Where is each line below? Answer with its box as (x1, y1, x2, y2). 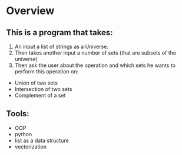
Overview (6, 4, 55, 18)
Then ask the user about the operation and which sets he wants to (14, 62, 176, 69)
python (14, 130, 32, 137)
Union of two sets (14, 79, 58, 86)
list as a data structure (14, 137, 69, 144)
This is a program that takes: (6, 28, 113, 38)
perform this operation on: (14, 68, 78, 75)
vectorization (14, 143, 47, 150)
